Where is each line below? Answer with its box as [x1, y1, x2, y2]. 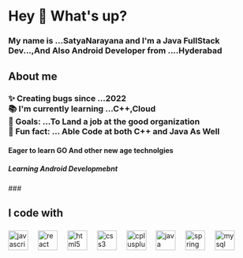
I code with [8, 207, 64, 220]
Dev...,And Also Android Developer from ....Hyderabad [8, 45, 222, 56]
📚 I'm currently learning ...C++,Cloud [8, 103, 156, 114]
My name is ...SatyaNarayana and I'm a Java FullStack [8, 36, 220, 47]
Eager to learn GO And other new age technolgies [8, 146, 174, 155]
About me [8, 69, 58, 83]
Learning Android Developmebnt [8, 163, 118, 173]
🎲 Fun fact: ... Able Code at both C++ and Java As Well [8, 126, 220, 137]
